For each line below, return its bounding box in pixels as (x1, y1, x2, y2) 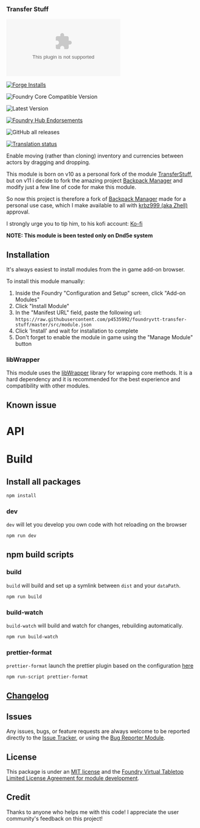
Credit (6, 792, 30, 802)
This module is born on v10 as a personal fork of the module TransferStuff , (6, 170, 193, 178)
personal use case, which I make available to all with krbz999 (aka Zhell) (6, 202, 188, 209)
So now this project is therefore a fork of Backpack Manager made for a (6, 195, 187, 203)
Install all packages (6, 477, 81, 487)
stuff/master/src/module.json (15, 322, 92, 328)
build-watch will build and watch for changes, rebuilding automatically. (6, 622, 184, 629)
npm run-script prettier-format (6, 674, 88, 680)
